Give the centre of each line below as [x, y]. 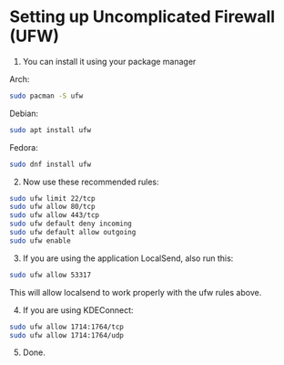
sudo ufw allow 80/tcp [52, 207]
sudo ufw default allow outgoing [73, 233]
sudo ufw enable [40, 240]
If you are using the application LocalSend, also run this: [128, 258]
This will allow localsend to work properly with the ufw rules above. [136, 292]
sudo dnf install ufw [51, 164]
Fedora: [24, 147]
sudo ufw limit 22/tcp [52, 198]
